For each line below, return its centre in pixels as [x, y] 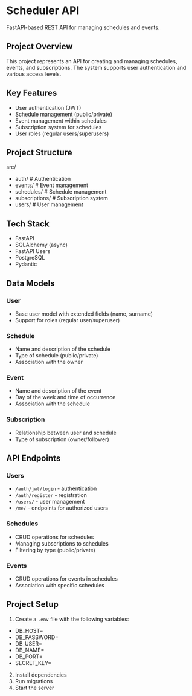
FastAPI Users [33, 251]
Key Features [32, 93]
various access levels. [34, 74]
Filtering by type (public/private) [55, 550]
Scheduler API [43, 11]
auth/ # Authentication [43, 179]
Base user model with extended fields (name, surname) [84, 314]
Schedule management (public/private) [64, 114]
